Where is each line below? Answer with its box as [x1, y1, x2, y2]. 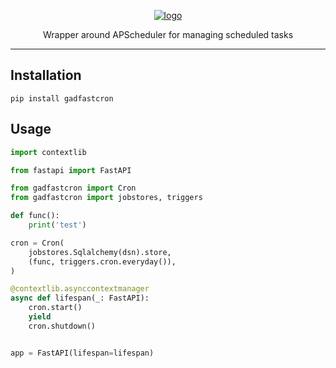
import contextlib [10, 147, 87, 157]
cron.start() [28, 303, 83, 313]
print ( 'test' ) [28, 220, 87, 230]
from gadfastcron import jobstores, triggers [10, 193, 203, 203]
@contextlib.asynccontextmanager [10, 284, 150, 294]
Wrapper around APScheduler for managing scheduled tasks [42, 29, 294, 40]
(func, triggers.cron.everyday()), [28, 256, 177, 267]
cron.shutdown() [28, 321, 97, 331]
